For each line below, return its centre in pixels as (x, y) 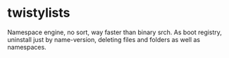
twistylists (39, 13)
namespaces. (27, 47)
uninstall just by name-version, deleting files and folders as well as (104, 39)
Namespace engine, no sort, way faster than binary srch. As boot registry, (114, 32)
